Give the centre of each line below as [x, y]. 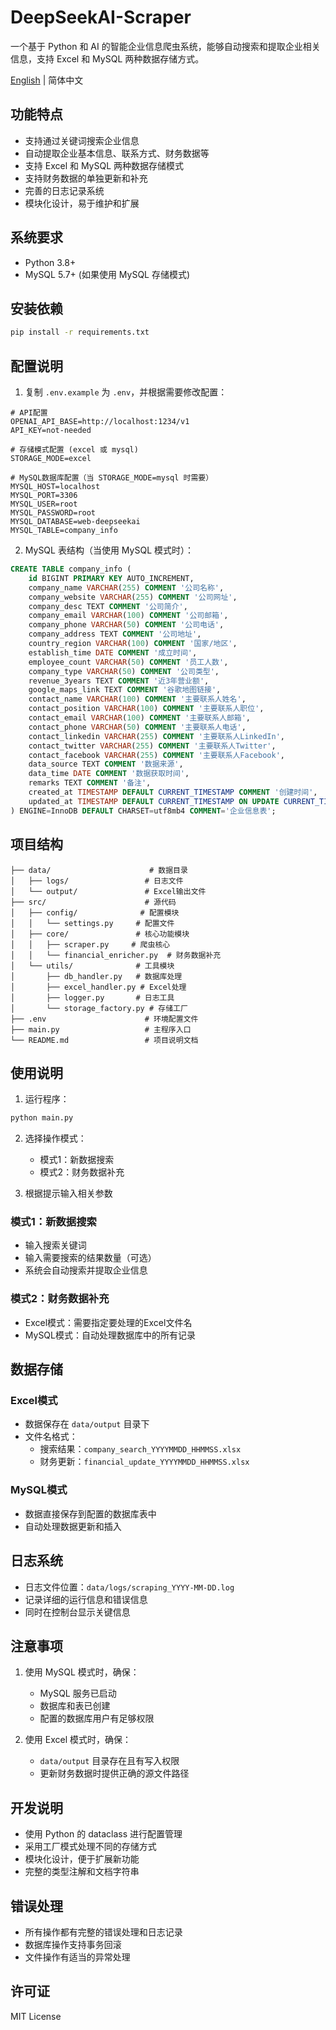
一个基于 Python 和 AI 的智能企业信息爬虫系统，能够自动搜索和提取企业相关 [165, 46]
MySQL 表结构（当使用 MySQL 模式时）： [109, 550]
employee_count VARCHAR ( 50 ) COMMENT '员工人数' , [128, 662]
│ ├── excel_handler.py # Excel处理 [98, 987]
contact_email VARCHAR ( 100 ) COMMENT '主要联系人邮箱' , [139, 718]
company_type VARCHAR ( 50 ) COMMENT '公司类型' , [124, 671]
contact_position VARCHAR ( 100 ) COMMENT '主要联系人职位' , [146, 709]
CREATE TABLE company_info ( [71, 569]
